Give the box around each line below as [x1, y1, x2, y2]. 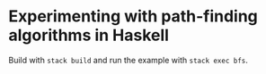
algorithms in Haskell [8, 25, 170, 45]
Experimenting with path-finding [8, 6, 258, 27]
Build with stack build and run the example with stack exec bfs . [8, 54, 249, 65]
